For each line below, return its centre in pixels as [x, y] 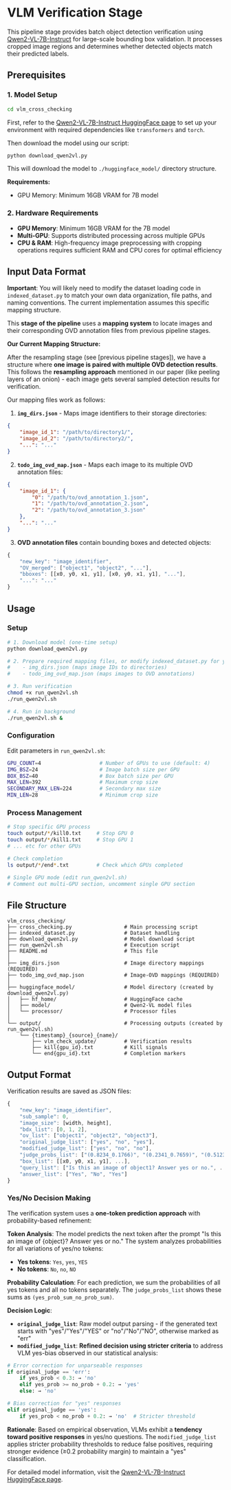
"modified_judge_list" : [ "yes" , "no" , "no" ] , [86, 1149]
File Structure [37, 905]
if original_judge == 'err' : [49, 1372]
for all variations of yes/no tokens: [55, 1248]
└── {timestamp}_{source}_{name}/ [69, 1036]
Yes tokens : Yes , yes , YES [52, 1262]
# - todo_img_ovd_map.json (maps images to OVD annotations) [101, 674]
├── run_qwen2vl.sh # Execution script [93, 945]
